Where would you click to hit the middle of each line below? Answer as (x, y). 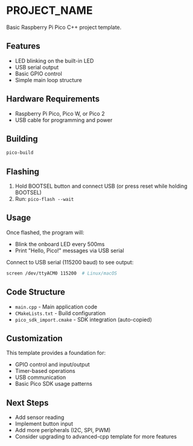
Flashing (23, 172)
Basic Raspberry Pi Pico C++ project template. (64, 27)
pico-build (20, 153)
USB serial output (37, 67)
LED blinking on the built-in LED (54, 60)
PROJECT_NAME (49, 11)
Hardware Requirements (53, 99)
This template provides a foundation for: (56, 353)
